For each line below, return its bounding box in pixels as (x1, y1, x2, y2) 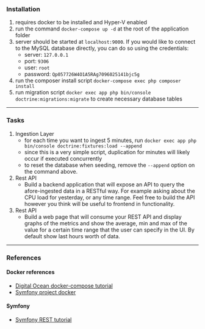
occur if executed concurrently (24, 155, 103, 162)
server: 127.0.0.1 (24, 51, 69, 58)
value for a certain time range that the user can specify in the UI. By (24, 226, 195, 233)
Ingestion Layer (15, 130, 55, 137)
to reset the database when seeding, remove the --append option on (24, 161, 195, 169)
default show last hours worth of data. (24, 232, 120, 239)
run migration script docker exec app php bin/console (15, 89, 151, 96)
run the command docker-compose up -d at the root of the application (15, 25, 189, 32)
